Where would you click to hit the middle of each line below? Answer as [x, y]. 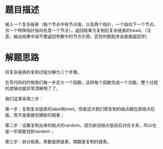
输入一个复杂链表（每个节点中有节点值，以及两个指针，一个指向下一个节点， [81, 24]
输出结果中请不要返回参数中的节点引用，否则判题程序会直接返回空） [81, 36]
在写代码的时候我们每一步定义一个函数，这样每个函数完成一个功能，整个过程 [81, 82]
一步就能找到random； [32, 131]
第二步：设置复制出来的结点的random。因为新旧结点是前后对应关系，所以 [79, 125]
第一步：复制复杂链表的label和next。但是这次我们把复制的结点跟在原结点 [78, 109]
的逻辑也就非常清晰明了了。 [33, 88]
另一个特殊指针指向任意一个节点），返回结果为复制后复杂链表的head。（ [76, 30]
